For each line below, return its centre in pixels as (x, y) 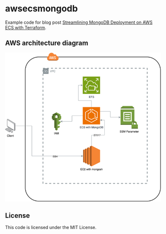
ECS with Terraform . (26, 27)
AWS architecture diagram (47, 43)
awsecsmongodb (41, 9)
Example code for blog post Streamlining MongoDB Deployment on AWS (79, 22)
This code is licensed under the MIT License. (51, 228)
